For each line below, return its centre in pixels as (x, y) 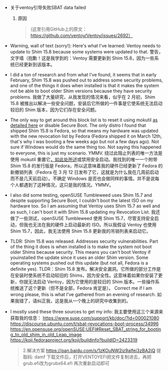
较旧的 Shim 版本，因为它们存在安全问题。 (54, 110)
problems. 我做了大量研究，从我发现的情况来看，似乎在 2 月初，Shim (82, 97)
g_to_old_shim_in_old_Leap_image (46, 335)
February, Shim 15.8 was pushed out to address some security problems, (87, 80)
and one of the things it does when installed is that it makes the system (85, 85)
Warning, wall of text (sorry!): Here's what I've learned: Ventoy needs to (85, 46)
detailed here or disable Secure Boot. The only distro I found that (78, 125)
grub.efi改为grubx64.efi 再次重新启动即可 (66, 363)
